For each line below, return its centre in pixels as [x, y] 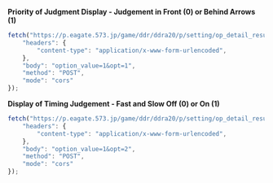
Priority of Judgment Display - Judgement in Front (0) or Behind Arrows [132, 12]
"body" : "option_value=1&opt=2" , [79, 149]
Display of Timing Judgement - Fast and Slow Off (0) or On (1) [114, 104]
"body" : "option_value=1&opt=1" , [79, 65]
